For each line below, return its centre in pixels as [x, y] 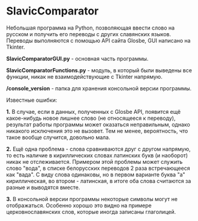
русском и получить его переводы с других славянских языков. [89, 34]
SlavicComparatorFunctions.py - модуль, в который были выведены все [99, 70]
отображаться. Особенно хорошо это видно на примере [79, 205]
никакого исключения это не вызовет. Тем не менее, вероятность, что [97, 131]
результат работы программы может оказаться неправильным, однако [98, 124]
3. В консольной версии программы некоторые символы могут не [92, 199]
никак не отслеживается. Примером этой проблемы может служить [94, 161]
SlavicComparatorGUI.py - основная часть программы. [77, 58]
